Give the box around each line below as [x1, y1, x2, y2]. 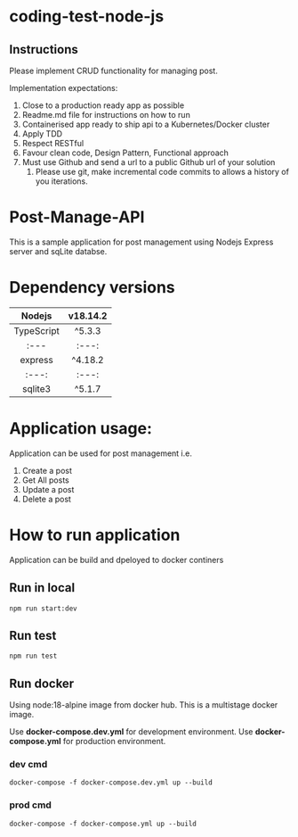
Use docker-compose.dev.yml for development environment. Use [9, 726, 254, 737]
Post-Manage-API [9, 207, 145, 228]
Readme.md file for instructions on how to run [21, 110, 191, 120]
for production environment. [62, 736, 166, 747]
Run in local [9, 580, 76, 595]
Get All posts [21, 475, 69, 485]
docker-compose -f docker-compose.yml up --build [9, 819, 197, 828]
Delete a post [21, 493, 71, 504]
